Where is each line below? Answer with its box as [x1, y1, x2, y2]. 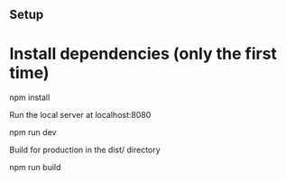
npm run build [9, 162, 61, 173]
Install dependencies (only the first [9, 43, 278, 64]
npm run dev [9, 127, 57, 138]
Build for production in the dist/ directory [9, 144, 161, 156]
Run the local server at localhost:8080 [9, 110, 152, 121]
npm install [9, 92, 51, 103]
